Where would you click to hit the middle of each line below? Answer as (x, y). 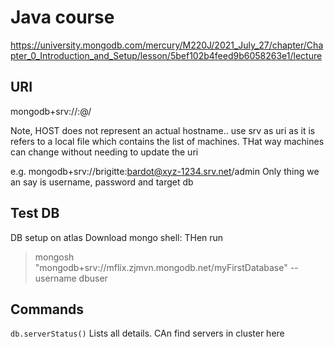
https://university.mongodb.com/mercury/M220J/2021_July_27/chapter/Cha (167, 45)
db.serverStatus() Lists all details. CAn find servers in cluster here (147, 333)
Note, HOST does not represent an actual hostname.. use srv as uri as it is (163, 130)
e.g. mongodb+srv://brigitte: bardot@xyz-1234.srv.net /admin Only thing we (165, 171)
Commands (47, 309)
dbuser (93, 278)
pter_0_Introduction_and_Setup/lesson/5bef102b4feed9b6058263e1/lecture (166, 55)
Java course (62, 17)
